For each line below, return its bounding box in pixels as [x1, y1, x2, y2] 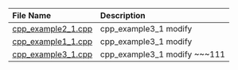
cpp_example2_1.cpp [12, 24, 93, 34]
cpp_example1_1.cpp [12, 36, 93, 46]
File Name [12, 10, 52, 20]
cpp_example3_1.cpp [12, 49, 93, 60]
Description [99, 10, 146, 20]
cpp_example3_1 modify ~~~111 [99, 49, 225, 60]
